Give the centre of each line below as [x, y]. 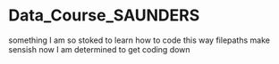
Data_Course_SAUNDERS [104, 16]
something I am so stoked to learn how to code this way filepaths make [139, 40]
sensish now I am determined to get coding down [99, 49]
